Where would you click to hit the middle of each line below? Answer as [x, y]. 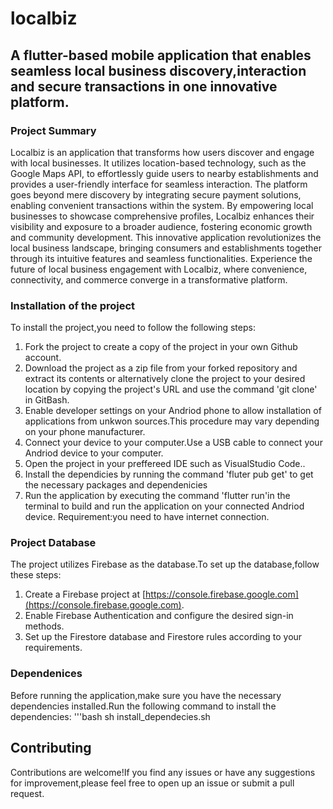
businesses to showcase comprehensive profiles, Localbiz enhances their [162, 216]
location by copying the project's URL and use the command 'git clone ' [171, 389]
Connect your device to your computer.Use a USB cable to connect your [173, 443]
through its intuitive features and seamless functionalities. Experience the [161, 258]
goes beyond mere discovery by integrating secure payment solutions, [156, 194]
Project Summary [53, 130]
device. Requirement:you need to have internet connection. [147, 517]
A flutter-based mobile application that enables [161, 55]
